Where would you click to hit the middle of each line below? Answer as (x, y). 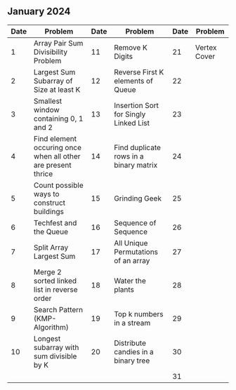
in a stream (132, 323)
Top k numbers (138, 314)
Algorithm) (51, 327)
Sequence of (135, 222)
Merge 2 (48, 271)
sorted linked (55, 281)
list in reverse (56, 289)
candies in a (134, 351)
